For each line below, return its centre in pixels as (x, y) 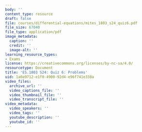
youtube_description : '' (34, 117)
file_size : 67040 (23, 28)
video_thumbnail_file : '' (36, 95)
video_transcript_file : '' (37, 100)
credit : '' (20, 45)
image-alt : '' (24, 50)
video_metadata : (21, 104)
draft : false (18, 18)
